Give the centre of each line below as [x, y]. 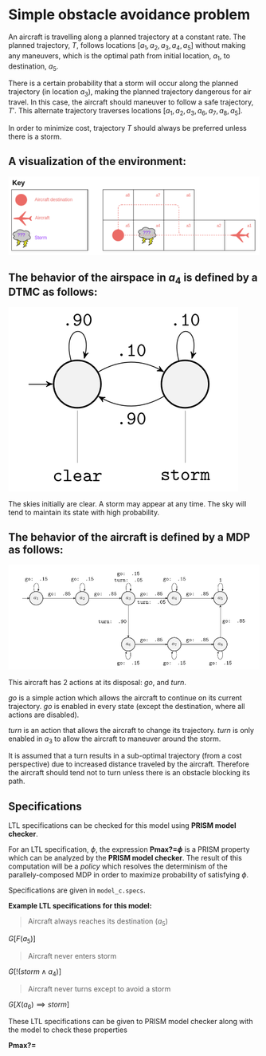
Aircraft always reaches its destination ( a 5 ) [98, 922]
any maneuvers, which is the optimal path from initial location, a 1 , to [119, 56]
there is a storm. [35, 136]
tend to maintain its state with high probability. [84, 512]
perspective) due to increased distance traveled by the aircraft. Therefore [129, 764]
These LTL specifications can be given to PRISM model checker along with [131, 1022]
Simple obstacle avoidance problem [129, 15]
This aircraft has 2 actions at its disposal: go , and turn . [98, 682]
